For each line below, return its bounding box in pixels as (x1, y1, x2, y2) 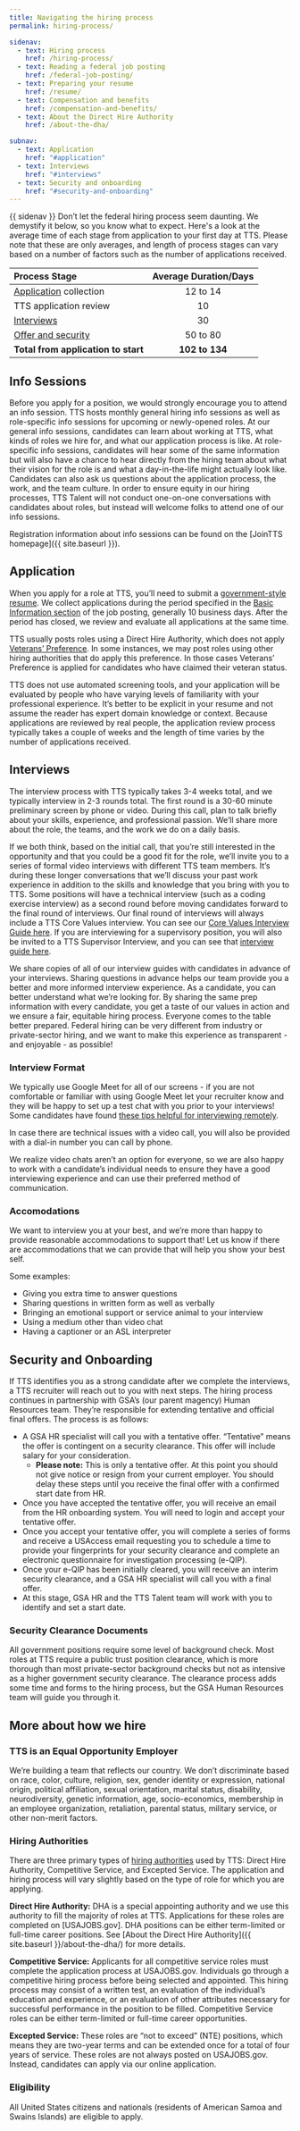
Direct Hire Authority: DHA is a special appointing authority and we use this (9, 1900, 289, 1912)
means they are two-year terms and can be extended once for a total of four (9, 2040, 290, 2051)
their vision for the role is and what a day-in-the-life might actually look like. (9, 464, 287, 474)
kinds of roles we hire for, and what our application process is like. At (9, 435, 263, 447)
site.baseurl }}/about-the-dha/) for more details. (9, 1939, 186, 1950)
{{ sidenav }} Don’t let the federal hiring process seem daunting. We (9, 211, 259, 222)
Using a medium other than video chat (21, 1317, 163, 1328)
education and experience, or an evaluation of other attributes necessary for (9, 1994, 290, 2005)
